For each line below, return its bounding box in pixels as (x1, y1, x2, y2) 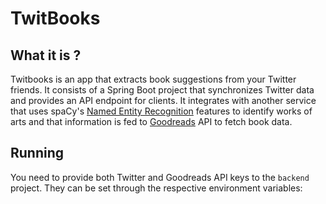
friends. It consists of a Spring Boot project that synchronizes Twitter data (10, 84, 315, 96)
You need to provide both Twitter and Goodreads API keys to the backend (10, 171, 310, 183)
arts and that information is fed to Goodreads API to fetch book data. (10, 116, 293, 127)
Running (10, 145, 65, 162)
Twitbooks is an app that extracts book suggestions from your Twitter (10, 73, 297, 85)
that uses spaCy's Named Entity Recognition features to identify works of (10, 105, 313, 117)
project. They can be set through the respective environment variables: (10, 182, 303, 194)
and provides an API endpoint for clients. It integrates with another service (10, 95, 317, 106)
